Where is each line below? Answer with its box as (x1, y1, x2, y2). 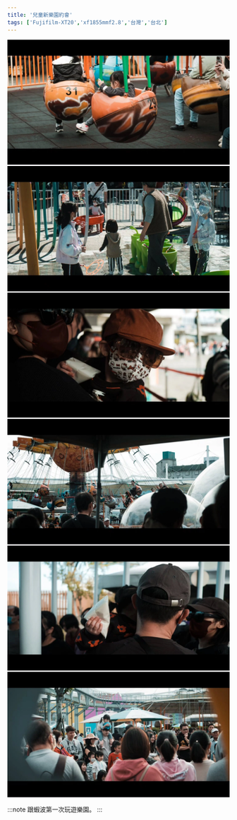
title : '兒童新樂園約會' (7, 11, 73, 18)
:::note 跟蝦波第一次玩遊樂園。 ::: (7, 805, 103, 814)
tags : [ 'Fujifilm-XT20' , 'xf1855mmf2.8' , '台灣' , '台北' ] (7, 18, 168, 26)
